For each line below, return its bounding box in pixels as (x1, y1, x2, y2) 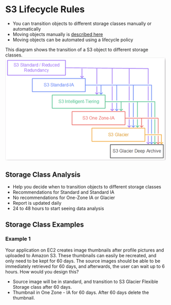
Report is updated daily (12, 200, 62, 206)
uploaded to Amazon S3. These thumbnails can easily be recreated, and (5, 252, 157, 258)
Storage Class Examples (5, 220, 84, 229)
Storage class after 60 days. (12, 284, 72, 290)
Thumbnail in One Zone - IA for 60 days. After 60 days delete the (12, 289, 149, 295)
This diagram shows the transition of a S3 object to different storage (5, 46, 149, 52)
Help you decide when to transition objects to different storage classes (12, 184, 161, 190)
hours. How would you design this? (5, 268, 79, 274)
